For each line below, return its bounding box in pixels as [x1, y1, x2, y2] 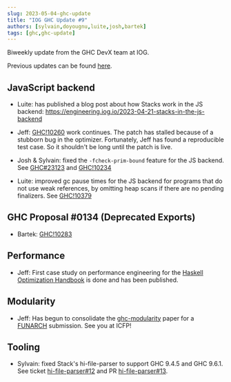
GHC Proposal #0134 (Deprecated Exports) [7, 211, 196, 223]
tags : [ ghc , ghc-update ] [7, 29, 76, 37]
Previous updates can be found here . [7, 61, 112, 70]
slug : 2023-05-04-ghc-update [7, 10, 91, 17]
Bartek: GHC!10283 [17, 229, 72, 238]
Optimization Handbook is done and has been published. [17, 276, 179, 284]
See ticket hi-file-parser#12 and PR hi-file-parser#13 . [17, 367, 168, 375]
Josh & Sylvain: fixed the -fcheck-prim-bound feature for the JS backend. [17, 156, 224, 164]
